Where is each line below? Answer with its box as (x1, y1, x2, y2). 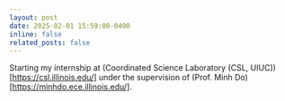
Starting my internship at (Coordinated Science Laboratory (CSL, (9, 63, 249, 73)
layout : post (9, 13, 58, 22)
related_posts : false (9, 38, 91, 47)
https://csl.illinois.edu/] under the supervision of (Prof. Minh (12, 72, 234, 83)
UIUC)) (250, 63, 277, 73)
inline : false (9, 29, 63, 38)
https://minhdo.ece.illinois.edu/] (12, 81, 130, 92)
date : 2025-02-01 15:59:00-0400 (9, 21, 130, 30)
